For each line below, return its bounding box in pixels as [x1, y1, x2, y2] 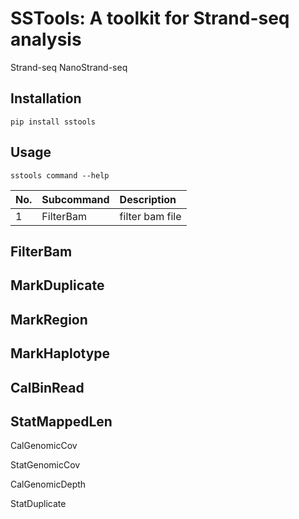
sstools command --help [10, 170, 110, 181]
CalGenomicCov [10, 440, 78, 452]
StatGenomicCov [10, 459, 81, 471]
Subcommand [41, 192, 110, 206]
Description [119, 192, 177, 206]
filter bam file [119, 209, 182, 223]
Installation [10, 90, 82, 107]
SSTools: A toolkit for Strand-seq [10, 7, 290, 30]
